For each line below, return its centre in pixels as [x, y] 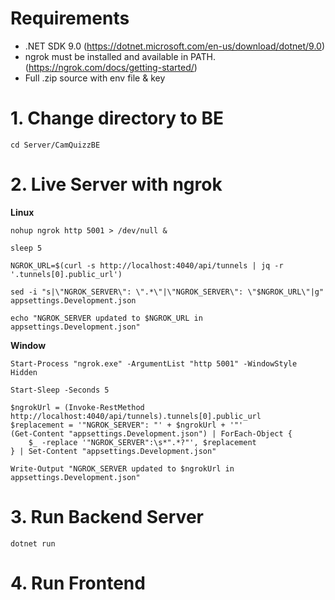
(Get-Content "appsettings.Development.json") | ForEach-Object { [151, 433]
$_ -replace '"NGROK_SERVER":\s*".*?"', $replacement [142, 442]
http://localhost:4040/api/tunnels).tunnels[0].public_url [136, 416]
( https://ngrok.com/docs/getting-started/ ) [111, 67]
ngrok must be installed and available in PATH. [120, 56]
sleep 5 [26, 248]
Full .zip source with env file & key [95, 78]
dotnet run [33, 543]
